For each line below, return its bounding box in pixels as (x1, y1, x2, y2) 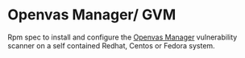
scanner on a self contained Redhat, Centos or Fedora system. (7, 40, 215, 50)
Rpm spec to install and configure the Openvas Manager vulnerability (7, 32, 238, 42)
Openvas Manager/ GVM (7, 6, 176, 24)
